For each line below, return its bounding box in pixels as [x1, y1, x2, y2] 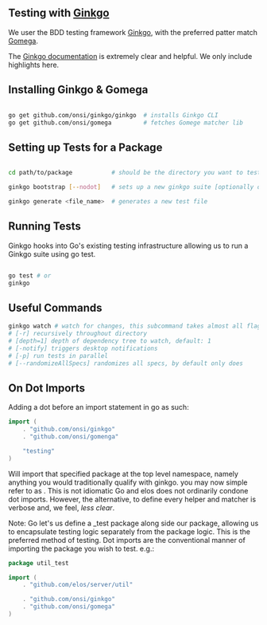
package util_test [8, 559, 69, 567]
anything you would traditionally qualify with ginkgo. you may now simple [8, 478, 248, 487]
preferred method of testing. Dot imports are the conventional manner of [8, 535, 246, 544]
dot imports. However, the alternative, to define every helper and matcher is [8, 494, 257, 504]
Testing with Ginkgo [8, 6, 110, 20]
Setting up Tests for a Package [8, 140, 163, 154]
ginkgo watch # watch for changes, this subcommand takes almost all [8, 322, 244, 330]
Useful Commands [8, 301, 103, 314]
